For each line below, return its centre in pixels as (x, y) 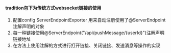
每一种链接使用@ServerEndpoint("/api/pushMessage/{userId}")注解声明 (89, 33)
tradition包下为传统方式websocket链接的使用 (53, 8)
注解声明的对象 (28, 26)
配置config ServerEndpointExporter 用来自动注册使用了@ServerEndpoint (89, 20)
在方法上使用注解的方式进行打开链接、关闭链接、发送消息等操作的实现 (87, 45)
